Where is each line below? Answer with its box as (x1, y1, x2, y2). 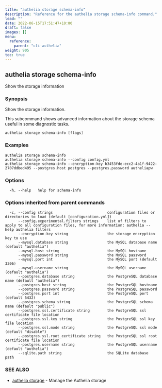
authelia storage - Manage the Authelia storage (12, 377, 107, 383)
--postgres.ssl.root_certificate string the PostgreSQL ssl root (17, 334, 158, 339)
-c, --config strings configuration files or (9, 210, 155, 215)
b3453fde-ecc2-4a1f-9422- (105, 161, 158, 166)
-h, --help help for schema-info (9, 188, 81, 193)
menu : (5, 35, 16, 39)
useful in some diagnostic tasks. (5, 121, 69, 127)
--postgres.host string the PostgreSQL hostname (17, 283, 158, 288)
